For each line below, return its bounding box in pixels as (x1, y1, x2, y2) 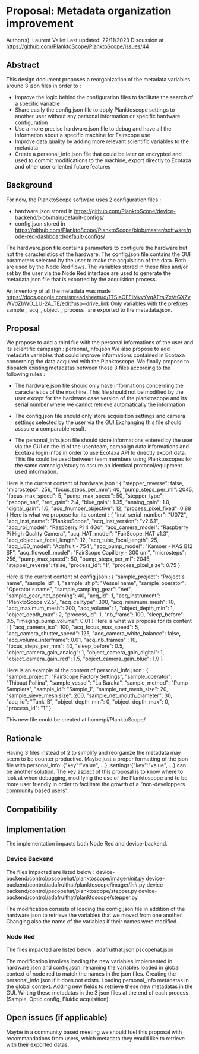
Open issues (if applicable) (6, 1012, 108, 1023)
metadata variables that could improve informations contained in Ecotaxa (6, 352, 185, 359)
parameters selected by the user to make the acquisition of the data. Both (6, 257, 187, 264)
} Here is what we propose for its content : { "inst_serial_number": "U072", (6, 511, 188, 518)
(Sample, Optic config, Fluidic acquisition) (6, 995, 109, 1002)
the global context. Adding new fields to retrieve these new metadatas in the (6, 983, 193, 990)
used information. (14, 468, 58, 476)
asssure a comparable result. (14, 425, 86, 432)
